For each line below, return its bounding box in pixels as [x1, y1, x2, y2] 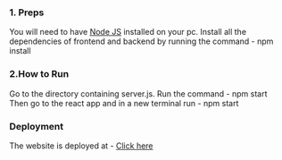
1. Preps [9, 6, 45, 19]
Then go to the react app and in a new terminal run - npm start [9, 97, 239, 108]
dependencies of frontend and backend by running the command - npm [9, 36, 274, 46]
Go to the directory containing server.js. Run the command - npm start [9, 88, 268, 99]
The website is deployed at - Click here [9, 140, 153, 151]
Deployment [9, 120, 64, 132]
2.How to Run [9, 68, 70, 80]
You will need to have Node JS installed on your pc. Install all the [9, 27, 247, 38]
